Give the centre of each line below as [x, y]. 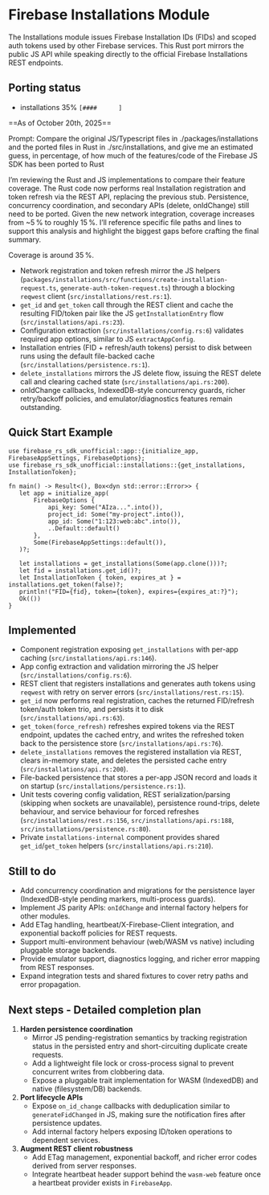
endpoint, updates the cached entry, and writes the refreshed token [132, 735]
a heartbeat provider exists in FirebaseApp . [102, 1183]
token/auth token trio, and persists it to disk [92, 710]
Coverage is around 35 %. [51, 255]
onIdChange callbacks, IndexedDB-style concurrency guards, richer [133, 390]
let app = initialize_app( [64, 493]
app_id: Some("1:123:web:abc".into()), [114, 521]
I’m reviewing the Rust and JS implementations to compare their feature [127, 179]
